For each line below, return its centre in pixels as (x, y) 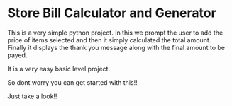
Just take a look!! (32, 96)
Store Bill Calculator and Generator (112, 13)
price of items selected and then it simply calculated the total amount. (109, 40)
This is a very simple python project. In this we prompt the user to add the (115, 33)
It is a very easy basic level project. (59, 69)
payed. (17, 55)
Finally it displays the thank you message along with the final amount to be (116, 47)
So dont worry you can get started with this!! (72, 82)
